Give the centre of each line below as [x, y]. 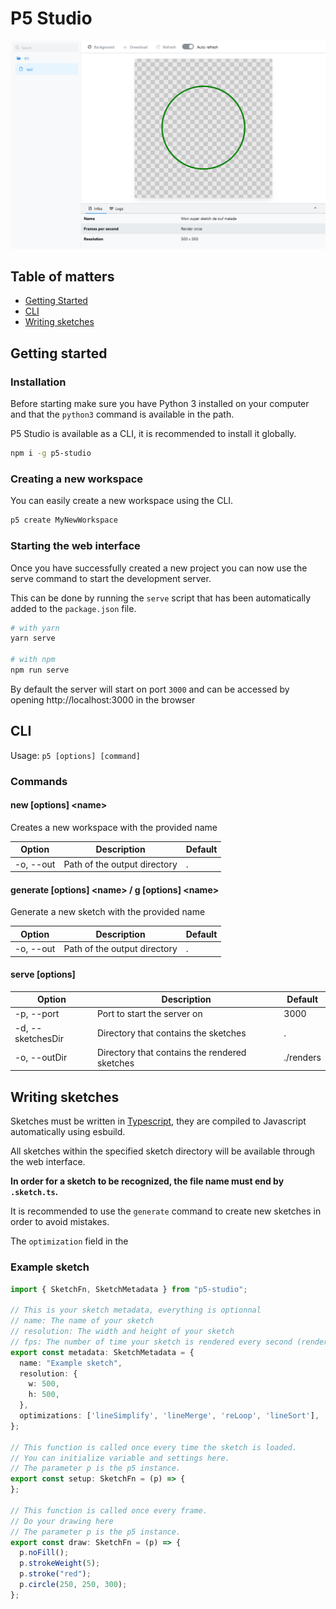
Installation [38, 382]
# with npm [33, 660]
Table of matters [62, 277]
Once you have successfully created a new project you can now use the [159, 568]
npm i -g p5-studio [51, 453]
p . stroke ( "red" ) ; [55, 1574]
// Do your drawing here [62, 1521]
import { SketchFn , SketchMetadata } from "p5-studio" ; [129, 1289]
